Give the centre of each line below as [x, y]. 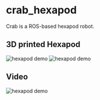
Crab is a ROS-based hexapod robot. [50, 26]
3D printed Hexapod [43, 44]
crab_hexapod [42, 10]
